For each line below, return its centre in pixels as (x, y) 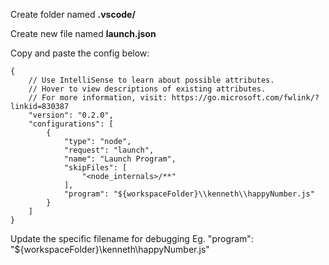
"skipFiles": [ (95, 168)
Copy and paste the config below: (80, 53)
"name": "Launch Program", (120, 159)
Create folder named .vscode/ (73, 14)
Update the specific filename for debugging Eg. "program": (132, 238)
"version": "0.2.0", (71, 115)
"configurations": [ (71, 124)
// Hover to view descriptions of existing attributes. (147, 89)
